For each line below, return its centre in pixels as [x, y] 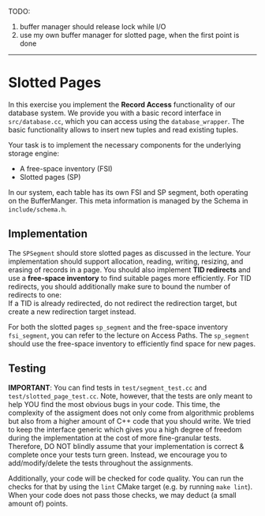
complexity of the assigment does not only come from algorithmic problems [131, 413]
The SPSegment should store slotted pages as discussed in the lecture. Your [129, 252]
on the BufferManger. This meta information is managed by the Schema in [128, 200]
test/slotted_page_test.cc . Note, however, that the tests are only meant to [131, 396]
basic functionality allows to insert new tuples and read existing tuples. [123, 129]
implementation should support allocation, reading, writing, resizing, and [126, 261]
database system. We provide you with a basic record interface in [115, 113]
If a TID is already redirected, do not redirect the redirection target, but [123, 303]
